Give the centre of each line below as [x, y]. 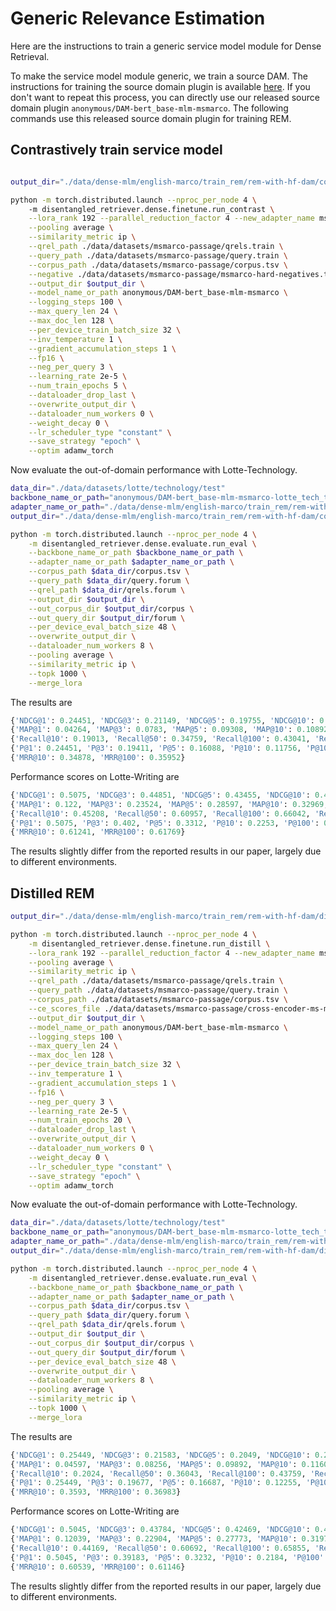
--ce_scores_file [64, 1008]
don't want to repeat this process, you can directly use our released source [165, 97]
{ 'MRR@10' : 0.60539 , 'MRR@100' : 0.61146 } [98, 1567]
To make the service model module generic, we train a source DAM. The [159, 76]
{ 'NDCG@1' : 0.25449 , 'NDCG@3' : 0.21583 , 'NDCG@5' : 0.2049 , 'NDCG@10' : [160, 1455]
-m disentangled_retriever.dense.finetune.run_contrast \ [151, 209]
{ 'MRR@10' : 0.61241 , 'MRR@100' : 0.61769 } [98, 832]
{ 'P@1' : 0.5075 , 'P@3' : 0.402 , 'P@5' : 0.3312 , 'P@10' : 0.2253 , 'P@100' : [165, 823]
